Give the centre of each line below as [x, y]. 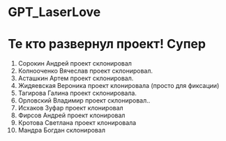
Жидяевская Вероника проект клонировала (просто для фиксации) [119, 86]
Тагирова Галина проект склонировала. [77, 93]
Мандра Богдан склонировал [61, 131]
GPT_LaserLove [54, 12]
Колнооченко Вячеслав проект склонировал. [85, 71]
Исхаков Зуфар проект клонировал [71, 108]
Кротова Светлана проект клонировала [77, 123]
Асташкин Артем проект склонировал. [76, 78]
